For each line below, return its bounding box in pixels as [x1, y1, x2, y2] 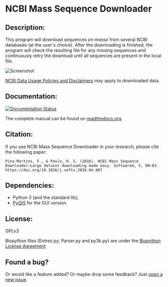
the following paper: [5, 149, 47, 155]
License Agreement [5, 243, 46, 249]
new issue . [5, 276, 28, 283]
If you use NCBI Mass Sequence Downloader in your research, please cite [5, 143, 159, 150]
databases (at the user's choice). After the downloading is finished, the [5, 42, 153, 48]
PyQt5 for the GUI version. [12, 200, 68, 206]
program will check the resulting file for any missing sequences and [5, 47, 146, 53]
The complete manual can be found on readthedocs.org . [5, 115, 123, 121]
